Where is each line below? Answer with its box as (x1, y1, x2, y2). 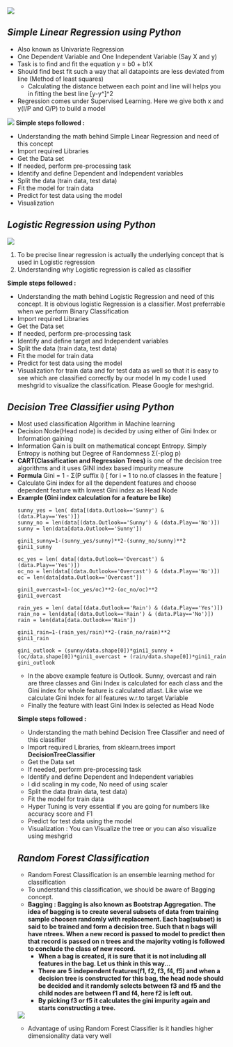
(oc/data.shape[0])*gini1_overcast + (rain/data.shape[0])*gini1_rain (17, 653, 227, 660)
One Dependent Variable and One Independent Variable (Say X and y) (17, 52, 218, 61)
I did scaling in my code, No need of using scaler (27, 780, 168, 789)
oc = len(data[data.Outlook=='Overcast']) (17, 574, 143, 581)
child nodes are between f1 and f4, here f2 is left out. (38, 989, 193, 998)
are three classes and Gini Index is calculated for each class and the (27, 679, 223, 688)
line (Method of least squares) (17, 75, 104, 83)
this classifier (27, 736, 66, 744)
